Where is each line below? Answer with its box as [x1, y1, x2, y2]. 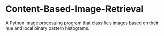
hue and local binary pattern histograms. [5, 25, 90, 31]
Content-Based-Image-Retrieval [5, 3, 144, 15]
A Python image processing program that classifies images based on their [5, 20, 159, 26]
